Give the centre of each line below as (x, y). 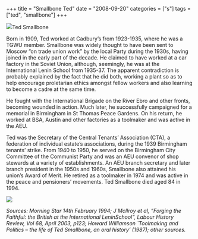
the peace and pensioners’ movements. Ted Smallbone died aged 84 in (93, 182)
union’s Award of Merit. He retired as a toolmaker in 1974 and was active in (97, 175)
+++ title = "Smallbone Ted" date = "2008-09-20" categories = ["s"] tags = (99, 9)
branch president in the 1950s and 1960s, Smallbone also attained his (91, 169)
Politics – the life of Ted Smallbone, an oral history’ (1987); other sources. (96, 229)
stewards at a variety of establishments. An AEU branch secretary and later (98, 163)
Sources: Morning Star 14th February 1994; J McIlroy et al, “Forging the (94, 211)
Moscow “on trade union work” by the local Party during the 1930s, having (97, 51)
